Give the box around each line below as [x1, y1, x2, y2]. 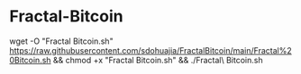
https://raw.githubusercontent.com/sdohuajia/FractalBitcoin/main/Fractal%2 [9, 45, 292, 55]
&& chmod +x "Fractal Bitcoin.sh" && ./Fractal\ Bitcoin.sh [52, 54, 263, 65]
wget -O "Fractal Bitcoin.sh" [9, 36, 114, 46]
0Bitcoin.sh [9, 54, 51, 65]
